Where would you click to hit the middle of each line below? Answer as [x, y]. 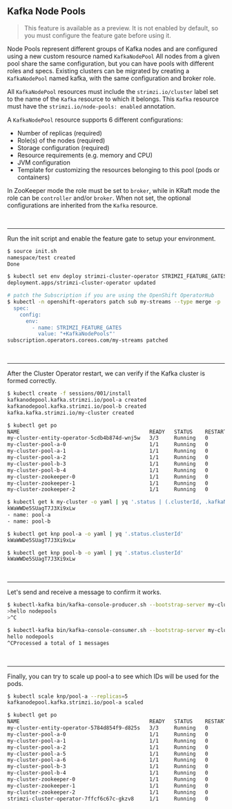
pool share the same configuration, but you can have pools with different [110, 63]
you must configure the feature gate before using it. [97, 35]
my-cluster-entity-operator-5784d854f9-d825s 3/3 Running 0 [108, 728]
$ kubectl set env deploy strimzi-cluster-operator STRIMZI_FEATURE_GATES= [118, 277]
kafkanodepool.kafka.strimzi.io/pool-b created [77, 406]
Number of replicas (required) [59, 133]
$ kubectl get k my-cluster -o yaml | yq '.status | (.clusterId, [105, 502]
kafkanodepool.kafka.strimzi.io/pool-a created [77, 400]
